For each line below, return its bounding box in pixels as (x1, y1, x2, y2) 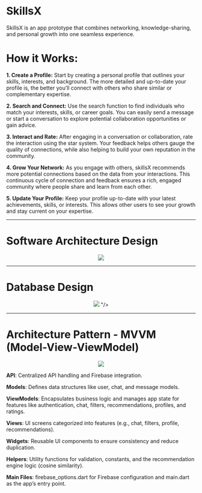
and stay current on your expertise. (6, 207, 94, 215)
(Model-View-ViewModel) (6, 340, 139, 354)
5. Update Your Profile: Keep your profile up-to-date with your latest (6, 194, 176, 202)
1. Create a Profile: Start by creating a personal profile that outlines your (6, 71, 185, 79)
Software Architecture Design (6, 234, 158, 248)
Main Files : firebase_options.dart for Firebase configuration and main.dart (6, 473, 189, 480)
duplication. (6, 444, 35, 451)
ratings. (6, 408, 25, 415)
